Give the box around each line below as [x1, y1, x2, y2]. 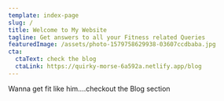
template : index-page [8, 11, 79, 20]
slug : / [8, 19, 34, 27]
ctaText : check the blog [15, 56, 97, 63]
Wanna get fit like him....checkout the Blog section [8, 84, 171, 93]
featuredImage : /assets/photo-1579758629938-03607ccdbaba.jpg [8, 41, 216, 49]
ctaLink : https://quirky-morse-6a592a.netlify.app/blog [15, 63, 202, 70]
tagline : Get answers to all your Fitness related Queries [8, 33, 206, 41]
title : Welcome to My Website [8, 26, 108, 34]
